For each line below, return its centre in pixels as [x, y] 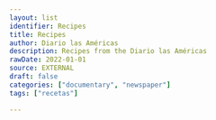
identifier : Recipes [48, 26]
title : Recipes [38, 34]
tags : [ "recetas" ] [44, 93]
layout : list [34, 18]
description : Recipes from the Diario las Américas [108, 51]
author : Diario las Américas [64, 43]
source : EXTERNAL [42, 69]
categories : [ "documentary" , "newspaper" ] [90, 85]
